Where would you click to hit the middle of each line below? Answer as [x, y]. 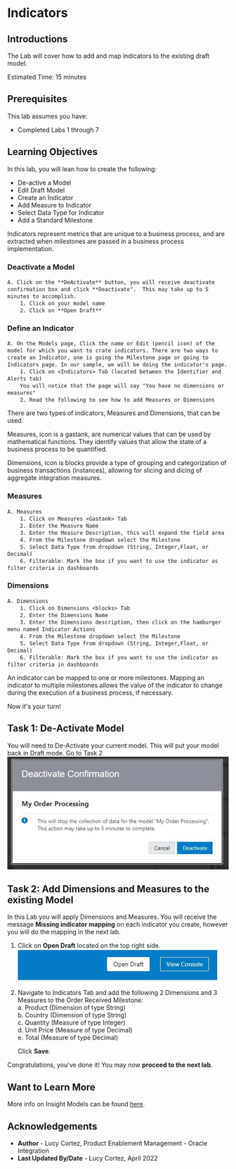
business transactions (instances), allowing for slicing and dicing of [105, 471]
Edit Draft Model [41, 190]
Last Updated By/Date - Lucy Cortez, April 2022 [87, 1158]
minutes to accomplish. [42, 296]
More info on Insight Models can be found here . [76, 1104]
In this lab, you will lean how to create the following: [82, 169]
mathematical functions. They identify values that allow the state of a [107, 442]
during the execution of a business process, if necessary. [90, 693]
